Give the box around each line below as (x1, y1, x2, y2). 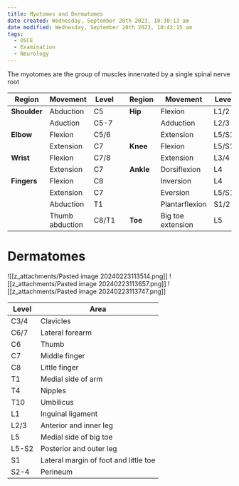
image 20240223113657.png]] (78, 279, 166, 288)
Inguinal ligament (40, 408, 98, 418)
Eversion (160, 187, 190, 197)
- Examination (14, 44, 55, 51)
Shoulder (11, 106, 43, 116)
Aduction (49, 118, 80, 128)
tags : (7, 30, 23, 38)
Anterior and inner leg (40, 420, 114, 430)
